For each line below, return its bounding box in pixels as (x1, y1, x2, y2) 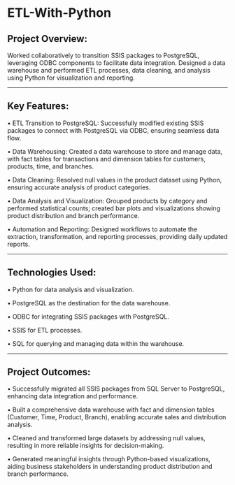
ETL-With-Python (7, 5, 112, 21)
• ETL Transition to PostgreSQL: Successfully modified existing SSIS (7, 119, 204, 127)
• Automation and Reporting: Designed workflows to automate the (7, 225, 198, 233)
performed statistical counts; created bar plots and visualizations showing (7, 204, 220, 212)
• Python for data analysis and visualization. (7, 285, 134, 294)
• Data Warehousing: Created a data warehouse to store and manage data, (7, 147, 222, 155)
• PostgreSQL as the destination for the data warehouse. (7, 298, 171, 307)
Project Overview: (7, 33, 87, 45)
